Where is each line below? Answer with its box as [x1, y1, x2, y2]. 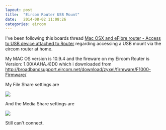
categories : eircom [5, 21, 46, 27]
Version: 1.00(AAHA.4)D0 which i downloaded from [5, 61, 112, 67]
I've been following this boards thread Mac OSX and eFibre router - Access [5, 35, 161, 41]
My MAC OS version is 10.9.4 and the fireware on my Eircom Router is [5, 56, 150, 62]
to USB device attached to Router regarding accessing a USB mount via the [5, 41, 161, 47]
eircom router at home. [5, 46, 53, 52]
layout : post [5, 7, 33, 13]
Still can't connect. [5, 120, 44, 126]
